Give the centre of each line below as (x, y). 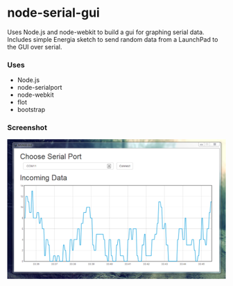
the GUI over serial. (35, 47)
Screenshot (27, 128)
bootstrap (31, 110)
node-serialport (40, 88)
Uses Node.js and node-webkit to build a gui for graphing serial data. (106, 32)
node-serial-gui (54, 13)
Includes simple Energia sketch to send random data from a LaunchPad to (113, 39)
